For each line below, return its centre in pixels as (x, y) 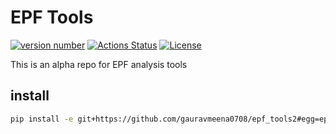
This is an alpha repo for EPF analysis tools (99, 64)
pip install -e (42, 119)
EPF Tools (52, 17)
